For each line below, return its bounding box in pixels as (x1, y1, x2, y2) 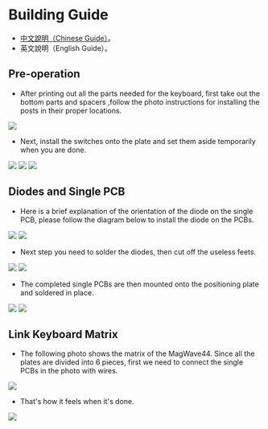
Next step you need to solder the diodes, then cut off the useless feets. (19, 247, 256, 257)
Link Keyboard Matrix (8, 328, 118, 341)
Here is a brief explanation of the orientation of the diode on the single (19, 206, 254, 216)
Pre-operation (8, 67, 80, 81)
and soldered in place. (19, 287, 94, 297)
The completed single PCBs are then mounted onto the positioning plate (19, 279, 259, 289)
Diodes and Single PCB (8, 185, 126, 199)
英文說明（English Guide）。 (19, 43, 113, 53)
